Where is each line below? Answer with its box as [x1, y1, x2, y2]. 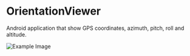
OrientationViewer [6, 4, 101, 18]
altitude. [6, 30, 27, 38]
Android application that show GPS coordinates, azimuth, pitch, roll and [6, 24, 185, 32]
